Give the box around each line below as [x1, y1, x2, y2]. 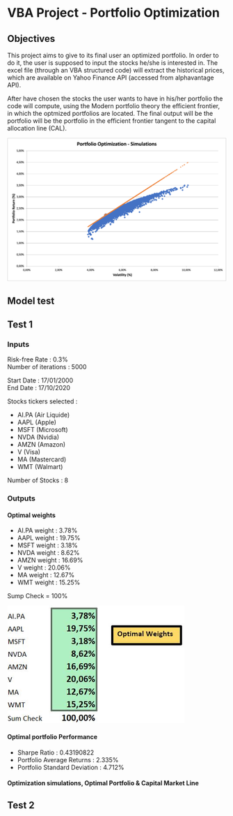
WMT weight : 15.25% [17, 578, 81, 587]
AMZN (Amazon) [17, 440, 66, 449]
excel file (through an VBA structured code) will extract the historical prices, [7, 66, 225, 74]
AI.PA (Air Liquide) [17, 410, 70, 420]
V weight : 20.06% [17, 563, 71, 572]
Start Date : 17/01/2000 [7, 376, 74, 385]
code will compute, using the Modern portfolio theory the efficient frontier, [7, 102, 220, 110]
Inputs [7, 339, 30, 349]
